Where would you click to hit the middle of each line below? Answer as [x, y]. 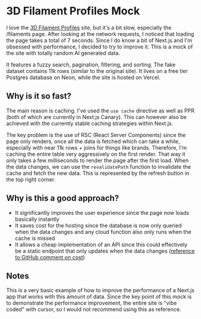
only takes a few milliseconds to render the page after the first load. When [98, 160]
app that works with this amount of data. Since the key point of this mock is [99, 297]
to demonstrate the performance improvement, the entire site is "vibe [92, 303]
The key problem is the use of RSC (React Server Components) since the [96, 135]
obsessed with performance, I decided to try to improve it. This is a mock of [100, 47]
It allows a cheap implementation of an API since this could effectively [101, 244]
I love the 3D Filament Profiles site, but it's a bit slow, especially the [89, 28]
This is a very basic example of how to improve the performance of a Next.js [100, 290]
